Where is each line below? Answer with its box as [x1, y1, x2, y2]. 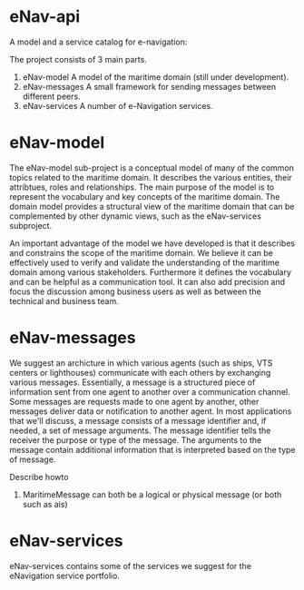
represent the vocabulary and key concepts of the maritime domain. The [9, 191, 280, 202]
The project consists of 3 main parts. [9, 54, 147, 64]
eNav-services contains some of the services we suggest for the [9, 560, 252, 571]
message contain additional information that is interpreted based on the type [9, 444, 297, 455]
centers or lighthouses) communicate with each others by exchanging [9, 367, 271, 378]
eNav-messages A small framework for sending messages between [22, 81, 277, 92]
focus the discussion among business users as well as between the [9, 286, 261, 297]
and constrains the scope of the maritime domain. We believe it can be [9, 247, 274, 258]
